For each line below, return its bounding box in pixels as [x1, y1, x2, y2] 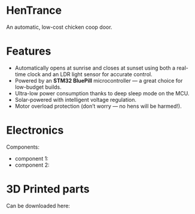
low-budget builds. [14, 83, 62, 91]
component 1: [14, 155, 49, 162]
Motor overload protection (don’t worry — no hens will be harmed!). [14, 103, 182, 110]
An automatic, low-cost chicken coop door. [6, 23, 112, 31]
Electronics [6, 123, 64, 137]
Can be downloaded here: [6, 202, 71, 209]
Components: [6, 143, 40, 150]
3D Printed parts [6, 182, 90, 195]
